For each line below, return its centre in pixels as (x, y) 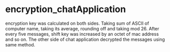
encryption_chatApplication (65, 9)
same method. (20, 44)
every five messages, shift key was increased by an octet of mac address (82, 34)
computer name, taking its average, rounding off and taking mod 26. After (82, 28)
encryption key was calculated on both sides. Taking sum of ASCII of (77, 23)
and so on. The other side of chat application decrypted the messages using (85, 39)
